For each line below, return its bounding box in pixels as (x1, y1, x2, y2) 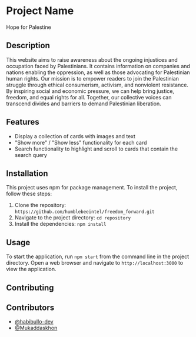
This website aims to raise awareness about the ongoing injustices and (6, 56, 178, 63)
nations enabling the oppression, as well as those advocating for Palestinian (6, 69, 190, 76)
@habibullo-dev (14, 318, 54, 325)
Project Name (6, 4, 74, 18)
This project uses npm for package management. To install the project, (6, 184, 178, 191)
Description (6, 41, 50, 51)
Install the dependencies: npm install (14, 221, 107, 228)
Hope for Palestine (6, 24, 51, 31)
